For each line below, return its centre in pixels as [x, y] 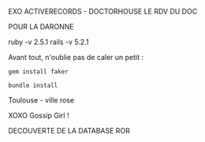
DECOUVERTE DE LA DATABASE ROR [69, 131]
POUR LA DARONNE [41, 26]
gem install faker [38, 72]
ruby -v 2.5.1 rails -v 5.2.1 [48, 42]
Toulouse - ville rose [41, 100]
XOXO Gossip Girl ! [39, 115]
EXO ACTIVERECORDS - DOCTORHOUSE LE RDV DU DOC [103, 11]
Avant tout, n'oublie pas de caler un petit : [76, 57]
